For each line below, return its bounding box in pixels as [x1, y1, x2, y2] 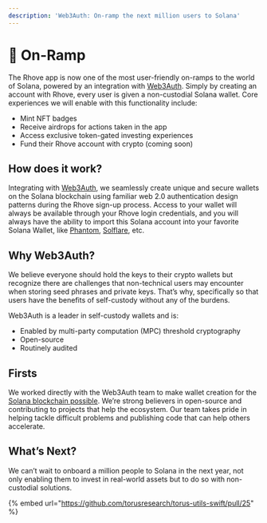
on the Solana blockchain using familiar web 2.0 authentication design [8, 192, 239, 201]
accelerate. [8, 422, 45, 431]
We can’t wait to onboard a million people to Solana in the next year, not [8, 466, 245, 475]
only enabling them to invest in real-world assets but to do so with [8, 474, 226, 484]
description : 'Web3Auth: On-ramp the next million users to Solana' [8, 11, 241, 20]
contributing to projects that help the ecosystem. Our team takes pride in [8, 405, 247, 414]
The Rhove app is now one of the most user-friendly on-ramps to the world [8, 73, 255, 82]
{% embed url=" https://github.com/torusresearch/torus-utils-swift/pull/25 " [8, 498, 254, 508]
